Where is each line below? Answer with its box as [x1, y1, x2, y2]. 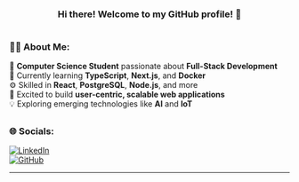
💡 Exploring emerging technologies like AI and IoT [9, 99, 193, 109]
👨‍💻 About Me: [9, 41, 70, 53]
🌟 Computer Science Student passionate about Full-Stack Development [9, 61, 278, 72]
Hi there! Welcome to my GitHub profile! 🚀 [57, 8, 242, 20]
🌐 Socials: [9, 124, 55, 137]
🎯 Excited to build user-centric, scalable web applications [9, 89, 225, 100]
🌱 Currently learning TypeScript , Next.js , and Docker [9, 70, 206, 81]
